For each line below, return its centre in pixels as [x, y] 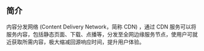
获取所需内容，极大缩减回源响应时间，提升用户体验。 [78, 42]
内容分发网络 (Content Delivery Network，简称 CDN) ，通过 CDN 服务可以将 [101, 27]
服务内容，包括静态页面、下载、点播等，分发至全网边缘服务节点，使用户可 [99, 34]
